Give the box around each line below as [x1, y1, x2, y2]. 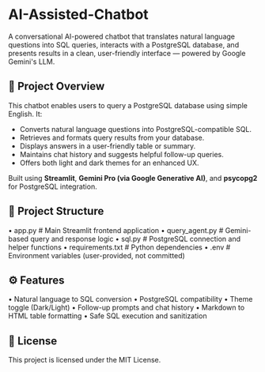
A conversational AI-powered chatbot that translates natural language [8, 32, 236, 41]
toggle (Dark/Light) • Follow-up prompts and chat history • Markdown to [8, 302, 245, 313]
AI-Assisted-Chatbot [8, 6, 149, 24]
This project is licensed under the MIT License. [8, 355, 161, 365]
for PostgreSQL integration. [8, 182, 97, 191]
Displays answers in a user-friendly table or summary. [19, 141, 196, 151]
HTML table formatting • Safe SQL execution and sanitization [8, 311, 207, 321]
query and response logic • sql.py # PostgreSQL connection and [30, 234, 241, 243]
